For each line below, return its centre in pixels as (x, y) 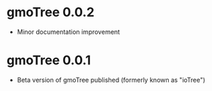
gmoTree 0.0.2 (51, 12)
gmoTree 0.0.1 (49, 60)
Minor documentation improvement (68, 32)
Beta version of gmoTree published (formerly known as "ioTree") (111, 80)
